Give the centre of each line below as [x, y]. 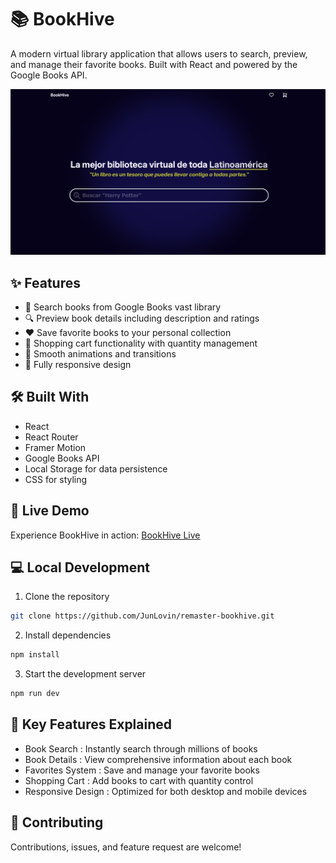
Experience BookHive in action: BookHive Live [105, 535]
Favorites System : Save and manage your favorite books [142, 770]
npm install [35, 655]
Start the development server [85, 674]
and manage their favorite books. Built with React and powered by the [154, 64]
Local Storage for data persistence [96, 468]
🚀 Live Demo [50, 511]
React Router [51, 437]
